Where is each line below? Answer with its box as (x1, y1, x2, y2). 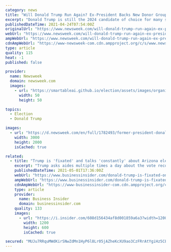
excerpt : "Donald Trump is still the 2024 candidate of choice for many (5, 17, 163, 22)
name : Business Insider (18, 196, 70, 202)
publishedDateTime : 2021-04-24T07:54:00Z (5, 21, 95, 27)
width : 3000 (14, 135, 40, 140)
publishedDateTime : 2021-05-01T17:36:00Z (14, 168, 103, 173)
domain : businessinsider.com (18, 201, 81, 207)
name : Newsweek (10, 74, 42, 79)
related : (5, 154, 24, 159)
